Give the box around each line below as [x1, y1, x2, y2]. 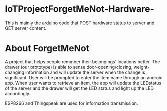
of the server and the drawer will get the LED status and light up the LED [5, 85, 154, 91]
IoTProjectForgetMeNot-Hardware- [5, 3, 155, 15]
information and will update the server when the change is [25, 69, 146, 75]
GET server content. [5, 25, 46, 31]
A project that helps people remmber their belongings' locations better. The [5, 58, 160, 65]
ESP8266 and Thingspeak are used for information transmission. [5, 100, 138, 106]
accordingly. [5, 90, 31, 96]
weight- [133, 64, 150, 70]
